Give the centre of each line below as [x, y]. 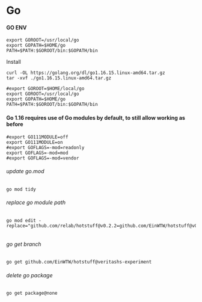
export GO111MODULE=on [35, 142]
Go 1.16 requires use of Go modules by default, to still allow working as [96, 117]
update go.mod [25, 171]
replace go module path [36, 203]
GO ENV [17, 27]
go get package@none [32, 293]
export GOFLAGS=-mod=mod [37, 153]
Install [14, 62]
